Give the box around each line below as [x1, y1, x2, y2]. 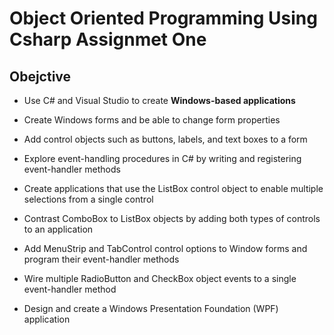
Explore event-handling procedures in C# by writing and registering [23, 153, 302, 164]
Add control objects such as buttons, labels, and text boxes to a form [23, 133, 308, 145]
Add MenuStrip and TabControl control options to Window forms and [23, 243, 308, 254]
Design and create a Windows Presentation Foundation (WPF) [23, 303, 279, 314]
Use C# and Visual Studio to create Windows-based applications [23, 95, 296, 106]
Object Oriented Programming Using [9, 7, 318, 30]
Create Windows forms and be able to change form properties [23, 114, 281, 126]
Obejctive [9, 68, 72, 85]
